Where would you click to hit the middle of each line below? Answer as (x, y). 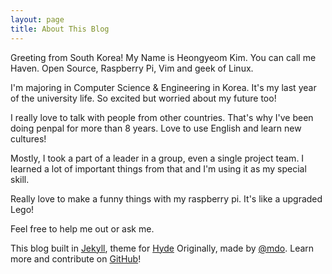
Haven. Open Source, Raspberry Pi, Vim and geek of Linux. (132, 68)
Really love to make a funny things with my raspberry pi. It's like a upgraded (166, 198)
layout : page (37, 19)
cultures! (28, 138)
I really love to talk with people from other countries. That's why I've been (162, 117)
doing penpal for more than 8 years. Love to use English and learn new (156, 128)
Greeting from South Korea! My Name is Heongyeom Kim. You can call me (163, 57)
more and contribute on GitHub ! (76, 258)
